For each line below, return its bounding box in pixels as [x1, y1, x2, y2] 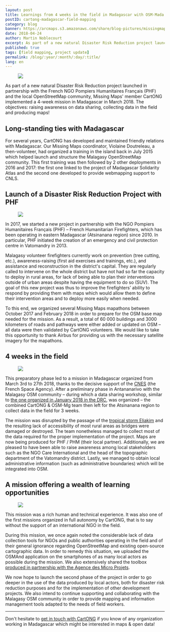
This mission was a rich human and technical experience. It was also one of [5, 511, 163, 517]
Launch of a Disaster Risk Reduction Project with [5, 190, 162, 199]
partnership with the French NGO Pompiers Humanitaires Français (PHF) [5, 88, 156, 94]
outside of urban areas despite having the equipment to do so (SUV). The [5, 279, 158, 285]
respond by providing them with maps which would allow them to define [5, 290, 156, 296]
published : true [5, 45, 39, 50]
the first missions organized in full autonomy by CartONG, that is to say [5, 516, 153, 523]
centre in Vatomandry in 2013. [5, 242, 68, 248]
